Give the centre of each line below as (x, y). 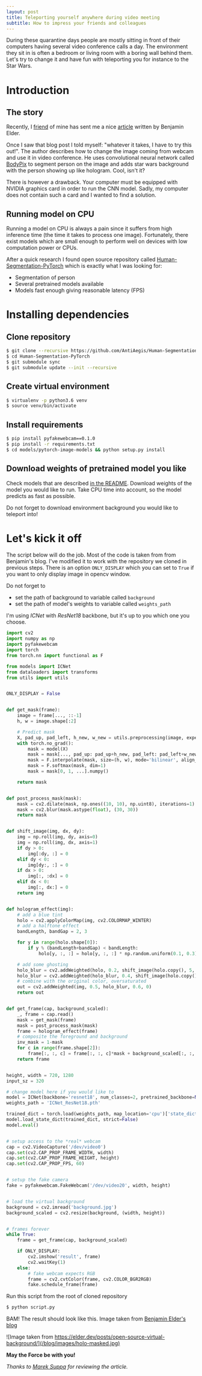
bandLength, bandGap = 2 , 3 (52, 932)
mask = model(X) (48, 749)
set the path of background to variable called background (85, 598)
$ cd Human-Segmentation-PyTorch (48, 356)
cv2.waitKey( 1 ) (47, 1262)
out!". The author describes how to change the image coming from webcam (100, 151)
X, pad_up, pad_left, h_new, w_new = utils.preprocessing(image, (101, 737)
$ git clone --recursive (37, 351)
